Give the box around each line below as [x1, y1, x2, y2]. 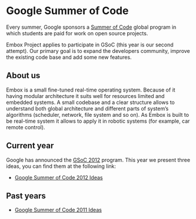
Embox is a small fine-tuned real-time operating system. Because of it [6, 86, 175, 93]
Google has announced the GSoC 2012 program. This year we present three [6, 156, 190, 163]
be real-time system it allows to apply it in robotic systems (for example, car [6, 117, 190, 124]
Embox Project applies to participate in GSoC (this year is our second [6, 41, 174, 48]
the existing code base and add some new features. [6, 53, 132, 60]
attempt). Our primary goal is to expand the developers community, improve [6, 47, 190, 54]
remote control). [6, 123, 45, 130]
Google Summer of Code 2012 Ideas [14, 174, 103, 181]
